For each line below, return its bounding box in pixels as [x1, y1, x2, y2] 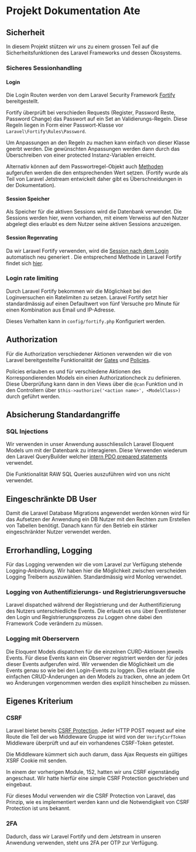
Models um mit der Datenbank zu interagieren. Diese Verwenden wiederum [6, 447, 188, 454]
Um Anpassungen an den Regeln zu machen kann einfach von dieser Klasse [6, 139, 190, 146]
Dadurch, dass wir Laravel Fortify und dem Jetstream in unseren [6, 833, 161, 840]
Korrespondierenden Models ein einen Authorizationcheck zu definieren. [6, 374, 181, 381]
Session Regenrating [6, 234, 58, 241]
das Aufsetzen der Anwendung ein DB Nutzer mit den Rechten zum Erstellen [6, 516, 191, 523]
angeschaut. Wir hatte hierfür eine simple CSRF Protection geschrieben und [6, 775, 189, 782]
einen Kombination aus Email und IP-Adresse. [6, 306, 116, 313]
